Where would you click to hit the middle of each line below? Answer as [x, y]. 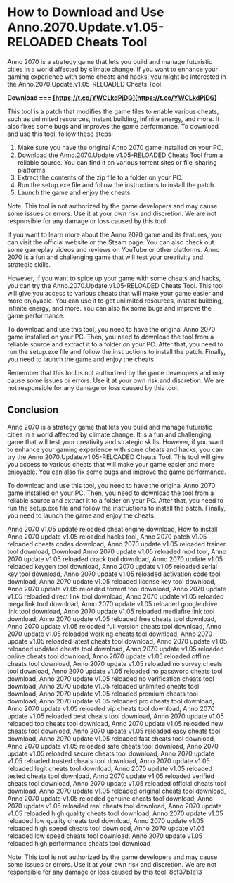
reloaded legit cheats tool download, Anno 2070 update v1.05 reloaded [110, 768]
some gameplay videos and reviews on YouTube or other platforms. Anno [113, 249]
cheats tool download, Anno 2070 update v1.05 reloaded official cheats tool [117, 783]
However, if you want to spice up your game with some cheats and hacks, [114, 278]
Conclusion [33, 410]
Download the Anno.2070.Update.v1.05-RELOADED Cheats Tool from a [120, 155]
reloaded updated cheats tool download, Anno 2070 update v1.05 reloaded [116, 649]
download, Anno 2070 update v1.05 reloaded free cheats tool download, [112, 619]
